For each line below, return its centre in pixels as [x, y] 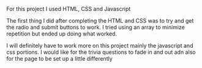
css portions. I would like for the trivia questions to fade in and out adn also [101, 52]
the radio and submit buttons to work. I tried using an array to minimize [96, 27]
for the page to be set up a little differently [60, 59]
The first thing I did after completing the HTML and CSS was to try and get [100, 21]
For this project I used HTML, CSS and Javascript [69, 9]
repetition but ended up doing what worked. [62, 34]
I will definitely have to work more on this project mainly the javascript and [100, 46]
